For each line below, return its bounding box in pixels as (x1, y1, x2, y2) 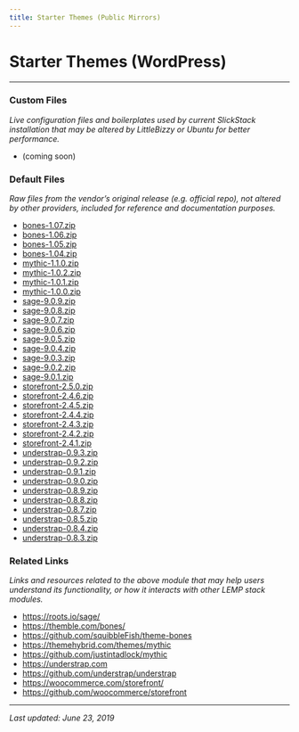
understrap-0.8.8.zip (21, 495, 98, 506)
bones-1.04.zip (21, 249, 77, 259)
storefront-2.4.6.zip (21, 391, 94, 401)
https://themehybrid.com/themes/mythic (21, 639, 172, 651)
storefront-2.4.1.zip (21, 438, 92, 448)
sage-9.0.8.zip (21, 305, 76, 317)
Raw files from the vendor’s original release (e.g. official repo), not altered (9, 193, 281, 204)
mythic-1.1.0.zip (21, 258, 79, 268)
